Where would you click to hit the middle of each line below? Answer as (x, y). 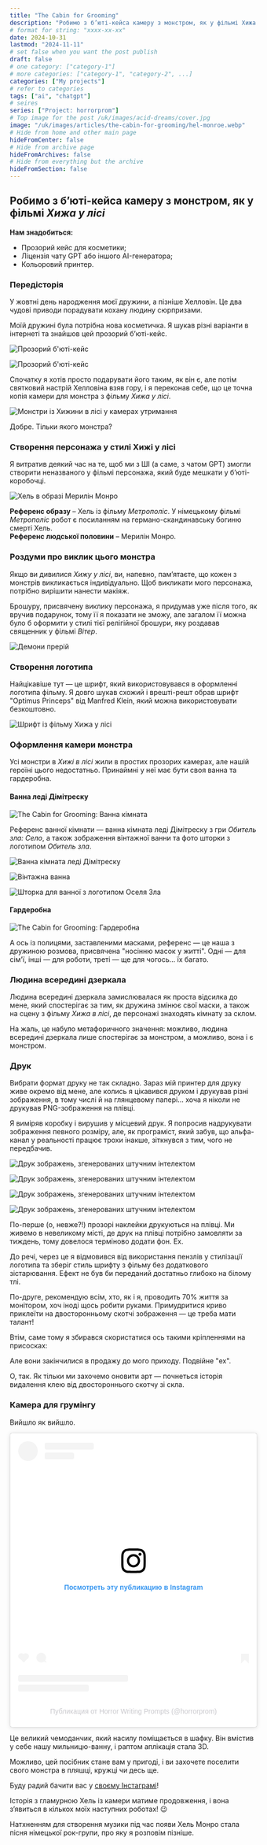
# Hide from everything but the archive (77, 162)
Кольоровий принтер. (57, 264)
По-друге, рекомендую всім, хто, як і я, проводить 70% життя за (119, 1297)
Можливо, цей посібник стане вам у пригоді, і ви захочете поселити (124, 1762)
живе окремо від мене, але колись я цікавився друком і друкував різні (129, 1092)
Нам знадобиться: (42, 232)
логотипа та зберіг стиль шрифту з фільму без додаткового (109, 1265)
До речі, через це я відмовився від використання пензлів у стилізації (126, 1257)
